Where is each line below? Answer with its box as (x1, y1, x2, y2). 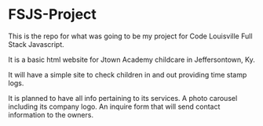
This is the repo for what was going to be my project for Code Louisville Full (8, 31, 253, 41)
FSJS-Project (8, 5, 97, 23)
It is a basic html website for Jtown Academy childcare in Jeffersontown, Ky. (8, 55, 255, 64)
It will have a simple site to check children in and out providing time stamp (8, 70, 247, 79)
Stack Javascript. (8, 39, 64, 49)
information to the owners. (8, 110, 94, 119)
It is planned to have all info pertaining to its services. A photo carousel (8, 93, 238, 103)
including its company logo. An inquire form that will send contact (8, 102, 221, 111)
